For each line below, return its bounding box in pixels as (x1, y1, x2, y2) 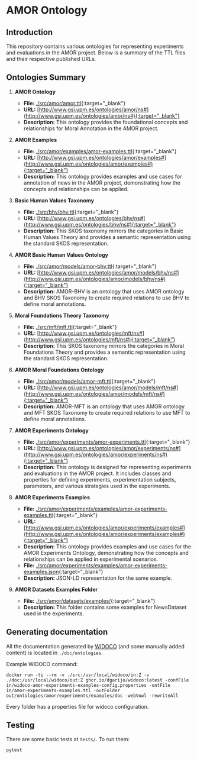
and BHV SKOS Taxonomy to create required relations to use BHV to (23, 294, 190, 301)
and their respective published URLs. (6, 56, 96, 62)
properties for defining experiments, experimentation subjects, (23, 476, 176, 483)
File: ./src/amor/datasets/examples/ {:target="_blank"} (23, 597, 156, 604)
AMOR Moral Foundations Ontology (14, 366, 104, 373)
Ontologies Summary (6, 72, 86, 83)
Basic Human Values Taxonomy (14, 196, 95, 204)
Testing (6, 720, 35, 731)
